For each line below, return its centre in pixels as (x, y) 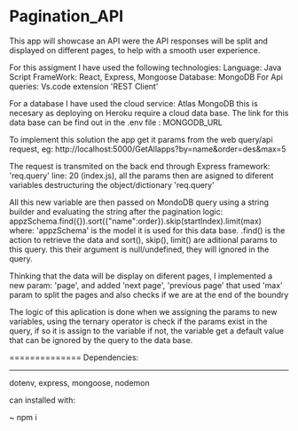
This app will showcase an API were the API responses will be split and (139, 41)
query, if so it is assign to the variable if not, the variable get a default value (147, 331)
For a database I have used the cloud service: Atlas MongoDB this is (134, 103)
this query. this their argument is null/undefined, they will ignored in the (139, 249)
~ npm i (23, 417)
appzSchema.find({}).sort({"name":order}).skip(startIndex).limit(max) (135, 221)
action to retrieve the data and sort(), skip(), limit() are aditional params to (143, 239)
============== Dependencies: (74, 357)
